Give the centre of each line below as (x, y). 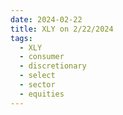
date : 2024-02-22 (46, 19)
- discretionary (53, 66)
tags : (21, 38)
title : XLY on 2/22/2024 (62, 29)
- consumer (42, 57)
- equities (42, 94)
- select (37, 76)
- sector (37, 85)
